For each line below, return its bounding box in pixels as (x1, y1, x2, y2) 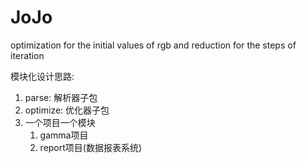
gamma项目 (39, 129, 89, 141)
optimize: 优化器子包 (24, 104, 110, 116)
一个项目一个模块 (24, 116, 96, 128)
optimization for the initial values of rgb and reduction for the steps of (10, 39, 297, 51)
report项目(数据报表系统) (39, 141, 143, 153)
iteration (10, 49, 45, 61)
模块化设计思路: (10, 70, 75, 82)
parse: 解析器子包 (24, 91, 98, 103)
